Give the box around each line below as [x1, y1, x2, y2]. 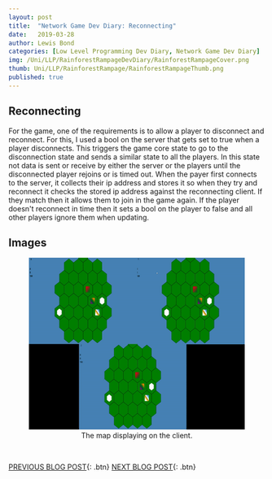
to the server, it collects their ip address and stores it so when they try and [8, 177, 258, 187]
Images [8, 236, 47, 250]
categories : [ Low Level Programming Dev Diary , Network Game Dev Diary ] [8, 47, 261, 56]
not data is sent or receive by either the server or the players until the [8, 160, 241, 170]
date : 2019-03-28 [8, 30, 75, 38]
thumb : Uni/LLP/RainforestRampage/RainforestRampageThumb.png [8, 65, 224, 73]
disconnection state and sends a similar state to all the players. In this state [8, 151, 261, 162]
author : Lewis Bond [8, 39, 75, 47]
